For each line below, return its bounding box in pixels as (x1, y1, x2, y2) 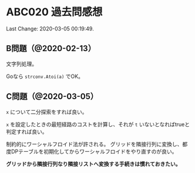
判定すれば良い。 (6, 128, 48, 135)
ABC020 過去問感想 (6, 5, 103, 19)
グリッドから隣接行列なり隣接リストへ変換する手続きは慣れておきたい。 (6, 160, 181, 167)
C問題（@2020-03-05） (6, 91, 99, 101)
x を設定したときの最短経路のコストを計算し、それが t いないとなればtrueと (6, 121, 190, 128)
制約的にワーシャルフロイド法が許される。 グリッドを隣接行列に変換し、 (6, 140, 183, 147)
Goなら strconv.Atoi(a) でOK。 (6, 73, 84, 80)
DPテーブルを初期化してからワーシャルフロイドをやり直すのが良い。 (11, 148, 177, 155)
